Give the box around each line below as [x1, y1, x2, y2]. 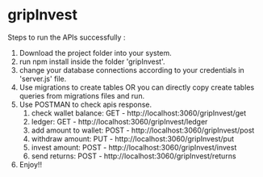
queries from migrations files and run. [19, 91, 145, 100]
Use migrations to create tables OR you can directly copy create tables [19, 82, 255, 92]
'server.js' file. [19, 74, 67, 83]
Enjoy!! [19, 159, 42, 169]
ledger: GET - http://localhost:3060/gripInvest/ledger [31, 116, 208, 126]
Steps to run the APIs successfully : [7, 32, 126, 42]
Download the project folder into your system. [19, 48, 173, 57]
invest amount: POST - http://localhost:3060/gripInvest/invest [31, 142, 237, 152]
